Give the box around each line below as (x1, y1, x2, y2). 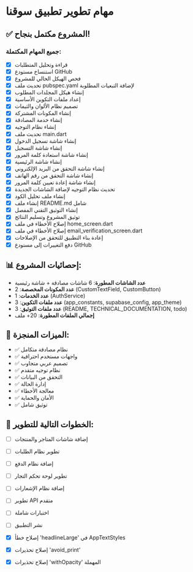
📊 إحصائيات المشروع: (6, 259, 82, 270)
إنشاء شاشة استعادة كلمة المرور (14, 151, 88, 158)
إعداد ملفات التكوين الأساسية (14, 96, 81, 103)
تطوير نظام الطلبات (14, 448, 60, 455)
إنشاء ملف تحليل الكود (14, 193, 66, 200)
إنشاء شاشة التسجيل (14, 144, 62, 151)
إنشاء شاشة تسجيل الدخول (14, 137, 77, 145)
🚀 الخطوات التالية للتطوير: (6, 419, 94, 430)
